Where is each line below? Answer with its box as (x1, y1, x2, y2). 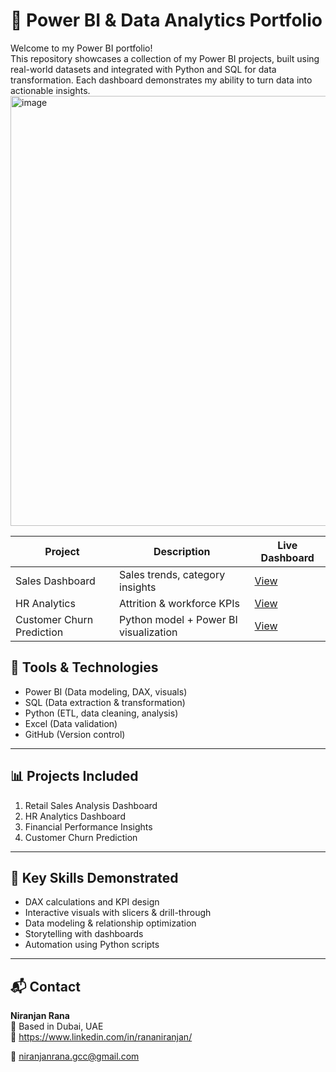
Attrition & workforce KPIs (119, 596, 241, 610)
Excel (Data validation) (24, 717, 118, 729)
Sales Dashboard (15, 574, 96, 588)
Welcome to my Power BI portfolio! (10, 42, 153, 54)
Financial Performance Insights (24, 820, 153, 833)
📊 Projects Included (10, 768, 139, 785)
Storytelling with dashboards (24, 928, 144, 940)
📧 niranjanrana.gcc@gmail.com (10, 1050, 140, 1063)
